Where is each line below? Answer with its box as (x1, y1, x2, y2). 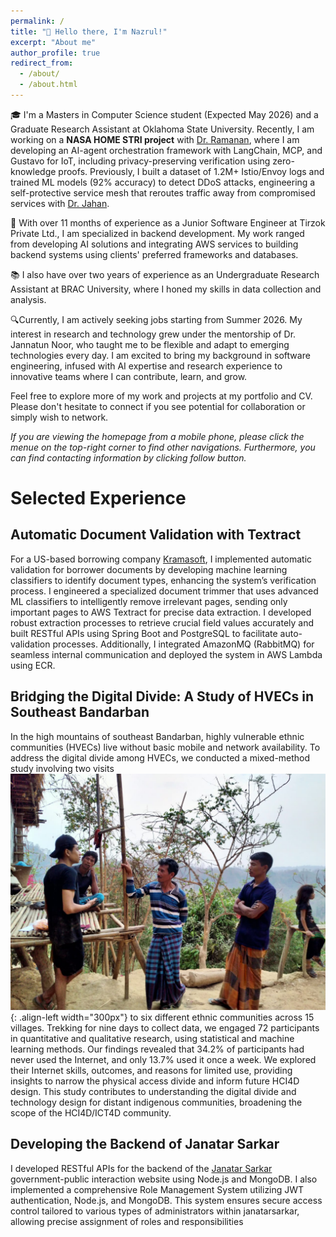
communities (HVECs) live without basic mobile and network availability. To (10, 741, 321, 753)
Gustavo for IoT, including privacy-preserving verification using (10, 155, 271, 167)
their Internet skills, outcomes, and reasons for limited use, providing (10, 1064, 293, 1076)
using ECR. (10, 659, 56, 671)
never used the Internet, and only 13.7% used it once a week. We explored (10, 1053, 317, 1065)
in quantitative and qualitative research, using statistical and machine (10, 1032, 295, 1044)
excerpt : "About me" (10, 37, 97, 47)
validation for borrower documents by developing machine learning (10, 563, 288, 575)
